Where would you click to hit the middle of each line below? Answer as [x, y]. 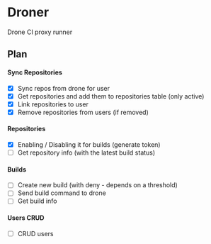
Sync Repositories [35, 72]
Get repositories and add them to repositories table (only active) [111, 96]
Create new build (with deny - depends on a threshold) [98, 185]
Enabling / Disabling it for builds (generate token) [89, 144]
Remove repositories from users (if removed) [83, 112]
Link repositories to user [53, 104]
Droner [28, 12]
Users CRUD [26, 218]
